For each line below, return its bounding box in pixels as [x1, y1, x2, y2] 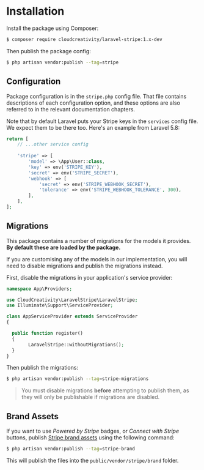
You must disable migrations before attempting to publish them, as [21, 387, 189, 394]
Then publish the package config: [6, 47, 92, 54]
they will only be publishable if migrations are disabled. [21, 394, 160, 401]
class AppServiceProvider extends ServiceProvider [6, 313, 138, 319]
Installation [6, 4, 65, 18]
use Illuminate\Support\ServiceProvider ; [6, 302, 114, 308]
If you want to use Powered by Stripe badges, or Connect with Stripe [6, 427, 180, 435]
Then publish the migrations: [6, 364, 78, 371]
